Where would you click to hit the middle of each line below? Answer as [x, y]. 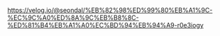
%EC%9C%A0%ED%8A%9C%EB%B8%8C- [73, 18]
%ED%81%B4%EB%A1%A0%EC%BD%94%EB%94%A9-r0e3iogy [105, 25]
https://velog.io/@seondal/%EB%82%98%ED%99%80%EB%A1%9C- [110, 10]
